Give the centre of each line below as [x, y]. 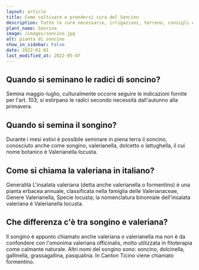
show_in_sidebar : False [36, 45]
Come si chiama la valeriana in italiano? [81, 170]
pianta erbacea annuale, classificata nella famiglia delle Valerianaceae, [92, 191]
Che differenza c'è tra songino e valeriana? [87, 222]
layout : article [26, 12]
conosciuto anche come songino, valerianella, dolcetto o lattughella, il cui [96, 146]
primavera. [19, 107]
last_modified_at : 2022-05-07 [44, 56]
